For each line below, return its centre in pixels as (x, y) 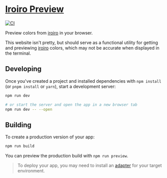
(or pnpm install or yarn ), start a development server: (60, 86)
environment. (31, 171)
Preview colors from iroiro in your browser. (49, 33)
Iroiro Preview (34, 9)
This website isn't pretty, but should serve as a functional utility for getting (82, 42)
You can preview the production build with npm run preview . (67, 156)
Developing (23, 69)
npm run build (20, 146)
